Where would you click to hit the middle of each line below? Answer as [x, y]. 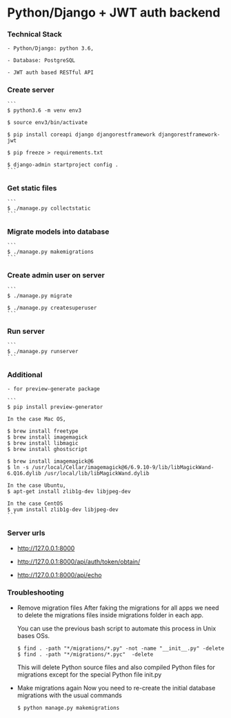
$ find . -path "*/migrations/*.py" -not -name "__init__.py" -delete [121, 648]
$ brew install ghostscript [48, 450]
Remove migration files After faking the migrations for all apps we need [118, 608]
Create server [31, 90]
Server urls [26, 533]
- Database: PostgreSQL [41, 61]
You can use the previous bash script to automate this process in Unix [117, 628]
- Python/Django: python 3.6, [51, 49]
